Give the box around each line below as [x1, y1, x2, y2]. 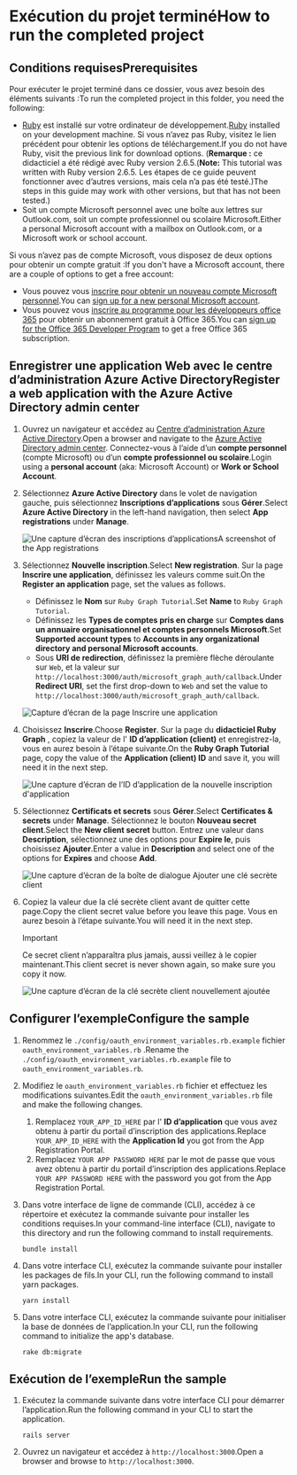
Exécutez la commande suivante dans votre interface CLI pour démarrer [21, 1395, 286, 1406]
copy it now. [21, 968, 67, 979]
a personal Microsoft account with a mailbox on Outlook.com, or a [21, 223, 263, 234]
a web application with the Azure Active [9, 386, 233, 401]
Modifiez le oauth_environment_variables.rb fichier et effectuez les [21, 1080, 268, 1091]
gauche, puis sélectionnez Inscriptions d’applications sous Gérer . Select [21, 497, 288, 508]
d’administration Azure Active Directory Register [9, 372, 280, 387]
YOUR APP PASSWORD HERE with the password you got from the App [34, 1172, 272, 1184]
